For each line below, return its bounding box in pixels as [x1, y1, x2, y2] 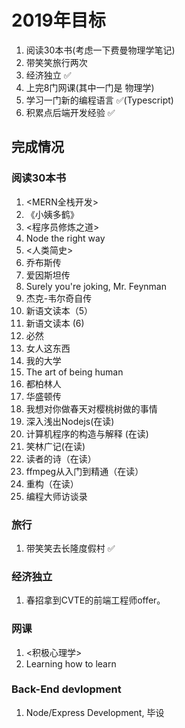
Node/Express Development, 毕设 [25, 706, 165, 718]
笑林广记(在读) [25, 440, 86, 452]
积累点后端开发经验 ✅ [25, 106, 116, 118]
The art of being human [25, 366, 124, 378]
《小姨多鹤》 [25, 208, 79, 220]
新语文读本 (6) [25, 317, 85, 329]
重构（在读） [25, 477, 79, 490]
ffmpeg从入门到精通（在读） [25, 465, 144, 477]
